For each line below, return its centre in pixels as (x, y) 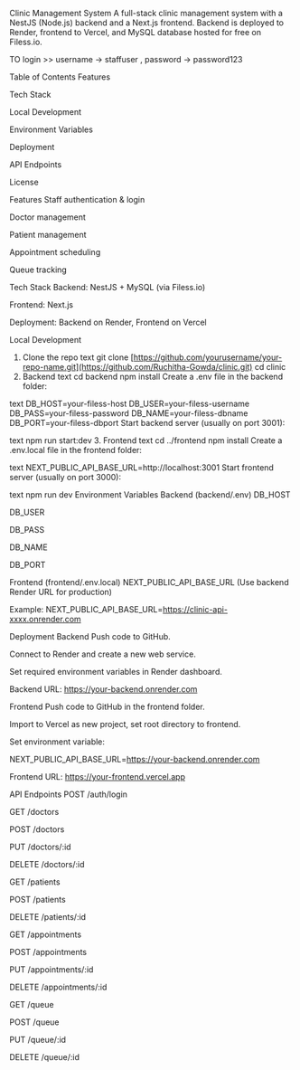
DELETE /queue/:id (44, 1057)
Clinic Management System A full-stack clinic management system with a (146, 13)
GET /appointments (46, 934)
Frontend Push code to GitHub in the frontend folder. (107, 706)
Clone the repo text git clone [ (78, 357)
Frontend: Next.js (42, 305)
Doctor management (47, 217)
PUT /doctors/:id (40, 847)
